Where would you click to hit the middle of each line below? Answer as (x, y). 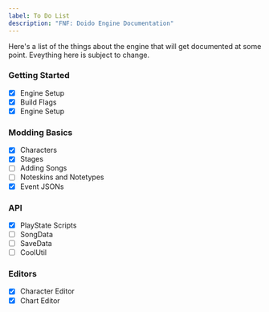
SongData (37, 234)
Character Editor (47, 291)
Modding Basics (41, 132)
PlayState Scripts (48, 225)
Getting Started (39, 76)
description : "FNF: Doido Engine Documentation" (91, 23)
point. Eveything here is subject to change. (79, 55)
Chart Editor (40, 300)
